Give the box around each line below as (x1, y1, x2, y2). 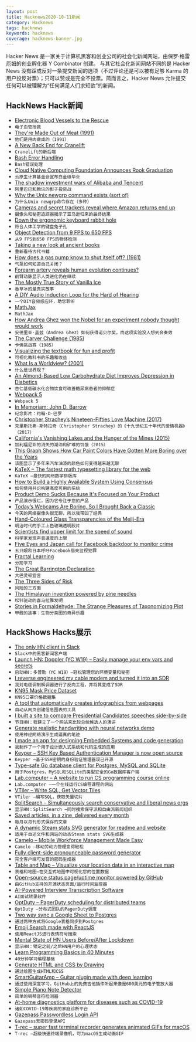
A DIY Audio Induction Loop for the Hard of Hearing (14, 291, 139, 298)
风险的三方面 (14, 585, 42, 591)
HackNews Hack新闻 (6, 101, 83, 111)
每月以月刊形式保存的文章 (14, 819, 67, 824)
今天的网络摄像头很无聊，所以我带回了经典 (14, 510, 102, 516)
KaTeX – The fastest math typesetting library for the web (14, 466, 151, 473)
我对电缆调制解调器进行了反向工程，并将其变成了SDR (14, 681, 123, 688)
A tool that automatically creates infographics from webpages (14, 699, 164, 707)
